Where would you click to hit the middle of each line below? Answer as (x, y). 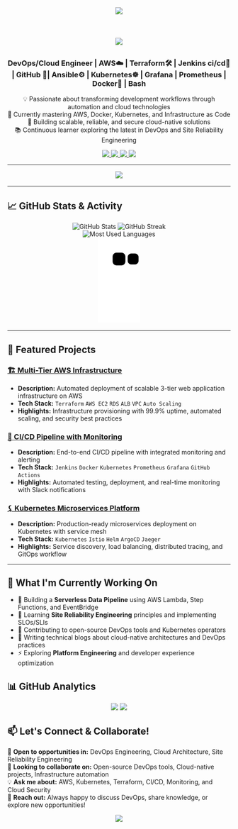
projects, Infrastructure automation (58, 774)
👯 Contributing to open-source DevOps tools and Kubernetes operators (122, 630)
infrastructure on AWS (50, 396)
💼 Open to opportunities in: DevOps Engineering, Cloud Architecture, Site (115, 752)
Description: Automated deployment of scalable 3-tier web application (121, 388)
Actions (29, 475)
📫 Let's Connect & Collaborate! (79, 731)
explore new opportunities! (47, 805)
